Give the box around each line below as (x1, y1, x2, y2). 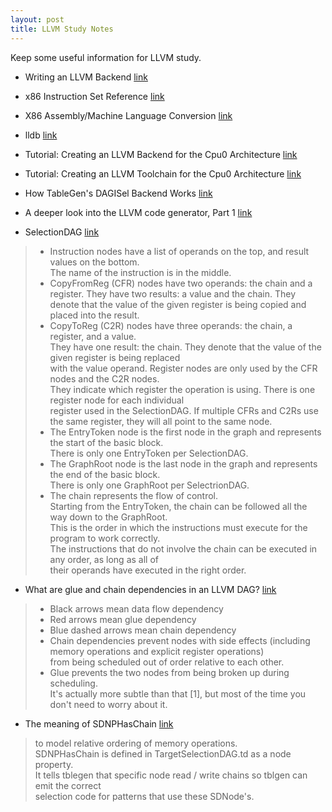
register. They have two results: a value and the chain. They (49, 287, 297, 300)
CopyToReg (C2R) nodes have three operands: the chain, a (49, 319, 293, 331)
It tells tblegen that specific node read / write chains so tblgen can (34, 769, 308, 781)
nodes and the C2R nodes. (49, 372, 160, 385)
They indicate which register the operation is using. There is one (49, 383, 316, 395)
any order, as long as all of (49, 553, 159, 565)
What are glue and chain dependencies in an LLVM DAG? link (24, 583, 277, 595)
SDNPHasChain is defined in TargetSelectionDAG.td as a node (34, 747, 292, 760)
